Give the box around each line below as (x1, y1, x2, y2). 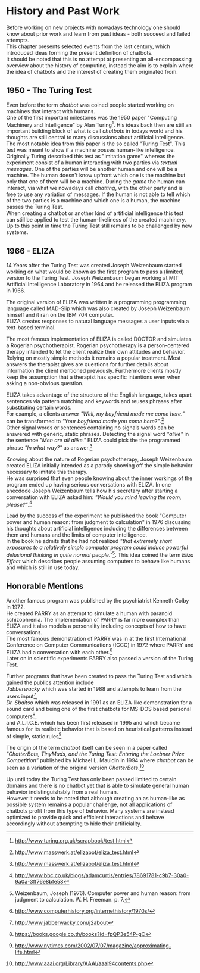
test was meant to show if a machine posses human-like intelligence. (6, 146, 176, 154)
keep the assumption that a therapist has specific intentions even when (6, 373, 181, 381)
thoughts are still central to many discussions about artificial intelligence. (6, 134, 185, 141)
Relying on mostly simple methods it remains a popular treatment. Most (6, 354, 181, 361)
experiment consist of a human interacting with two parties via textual (6, 159, 177, 166)
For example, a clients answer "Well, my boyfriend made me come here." (6, 410, 185, 417)
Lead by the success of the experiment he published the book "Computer (6, 512, 186, 519)
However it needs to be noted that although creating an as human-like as (6, 794, 185, 802)
